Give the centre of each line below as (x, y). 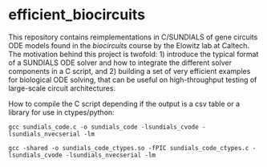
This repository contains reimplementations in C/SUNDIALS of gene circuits (133, 37)
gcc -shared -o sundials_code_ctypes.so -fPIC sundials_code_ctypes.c (129, 148)
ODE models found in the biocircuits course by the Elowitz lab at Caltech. (129, 45)
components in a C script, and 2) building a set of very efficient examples (129, 71)
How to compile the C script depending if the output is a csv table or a (124, 104)
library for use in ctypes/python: (61, 112)
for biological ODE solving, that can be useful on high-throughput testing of (133, 79)
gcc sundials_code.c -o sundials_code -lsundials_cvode (103, 127)
